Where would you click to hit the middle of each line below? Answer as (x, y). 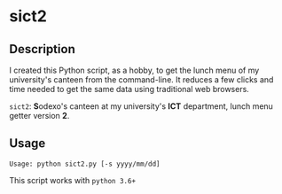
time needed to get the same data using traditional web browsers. (129, 89)
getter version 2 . (39, 116)
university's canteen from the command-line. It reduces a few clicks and (141, 80)
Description (42, 49)
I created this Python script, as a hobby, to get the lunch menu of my (134, 70)
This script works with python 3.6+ (72, 180)
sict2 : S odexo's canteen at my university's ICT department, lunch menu (141, 106)
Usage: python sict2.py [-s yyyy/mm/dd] (85, 164)
